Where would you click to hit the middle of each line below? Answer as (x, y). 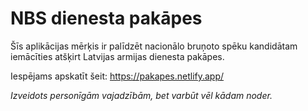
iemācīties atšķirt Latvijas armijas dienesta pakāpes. (117, 56)
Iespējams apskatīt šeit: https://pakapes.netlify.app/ (117, 76)
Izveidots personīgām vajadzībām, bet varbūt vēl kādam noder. (141, 95)
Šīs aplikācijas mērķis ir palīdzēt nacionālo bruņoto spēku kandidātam (154, 46)
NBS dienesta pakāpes (106, 18)
